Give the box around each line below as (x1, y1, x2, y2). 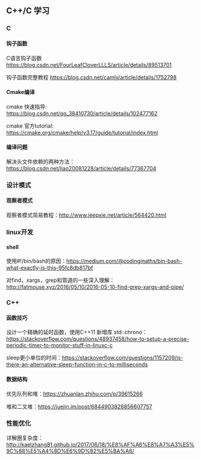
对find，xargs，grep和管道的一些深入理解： (6, 276, 116, 284)
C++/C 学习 (6, 5, 50, 16)
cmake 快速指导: (6, 103, 47, 110)
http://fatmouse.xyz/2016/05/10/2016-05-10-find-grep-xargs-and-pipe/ (6, 284, 184, 291)
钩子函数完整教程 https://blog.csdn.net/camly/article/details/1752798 (6, 73, 177, 81)
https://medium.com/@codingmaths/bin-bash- (66, 258, 182, 265)
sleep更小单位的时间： (6, 354, 62, 361)
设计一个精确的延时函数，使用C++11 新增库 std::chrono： (6, 329, 147, 336)
